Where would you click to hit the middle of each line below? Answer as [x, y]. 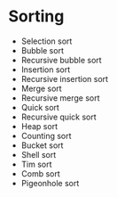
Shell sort [39, 154]
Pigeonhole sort [50, 183]
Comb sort [41, 173]
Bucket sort [42, 145]
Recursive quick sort [58, 117]
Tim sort [36, 164]
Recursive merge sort [60, 98]
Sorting [36, 16]
